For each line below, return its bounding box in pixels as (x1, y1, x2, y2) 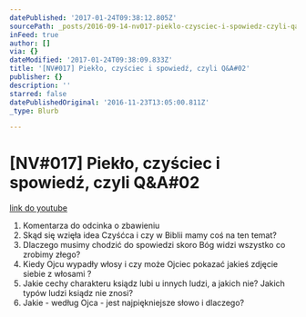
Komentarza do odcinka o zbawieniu (22, 220, 160, 232)
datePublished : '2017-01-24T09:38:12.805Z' (9, 13, 178, 23)
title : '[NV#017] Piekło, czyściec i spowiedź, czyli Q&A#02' (9, 64, 250, 74)
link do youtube (9, 203, 68, 213)
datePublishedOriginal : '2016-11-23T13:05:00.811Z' (9, 97, 209, 107)
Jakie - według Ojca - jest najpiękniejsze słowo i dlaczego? (22, 297, 244, 309)
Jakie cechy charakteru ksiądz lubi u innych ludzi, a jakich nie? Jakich (22, 278, 285, 289)
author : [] (9, 38, 51, 48)
